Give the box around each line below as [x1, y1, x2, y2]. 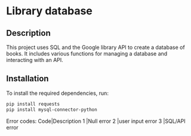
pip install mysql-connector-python [6, 106, 97, 113]
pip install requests [6, 101, 60, 107]
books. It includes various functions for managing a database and [6, 50, 168, 57]
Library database [6, 4, 93, 18]
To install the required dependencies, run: [6, 89, 109, 97]
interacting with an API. [6, 57, 64, 63]
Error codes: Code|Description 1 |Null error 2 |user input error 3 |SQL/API [6, 118, 186, 125]
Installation [6, 73, 49, 84]
